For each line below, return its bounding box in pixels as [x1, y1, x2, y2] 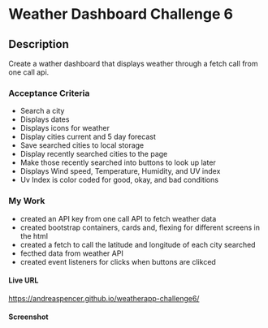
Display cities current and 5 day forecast [19, 132, 156, 142]
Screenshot [8, 312, 49, 322]
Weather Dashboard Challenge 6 [8, 5, 234, 24]
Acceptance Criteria [8, 87, 90, 98]
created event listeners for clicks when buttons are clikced [19, 257, 217, 266]
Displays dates [19, 114, 70, 124]
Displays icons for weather [19, 123, 110, 133]
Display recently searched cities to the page [19, 149, 168, 159]
